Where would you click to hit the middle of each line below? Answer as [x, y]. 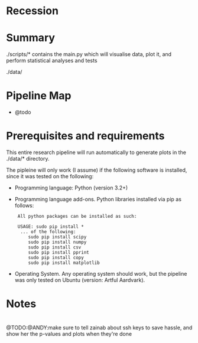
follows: [24, 205]
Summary [30, 38]
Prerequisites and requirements [85, 136]
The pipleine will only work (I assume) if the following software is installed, [97, 170]
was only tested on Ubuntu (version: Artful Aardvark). [80, 280]
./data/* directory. [28, 159]
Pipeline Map [39, 96]
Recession [33, 11]
